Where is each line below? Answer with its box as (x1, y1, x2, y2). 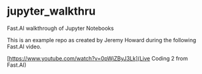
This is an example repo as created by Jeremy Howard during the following (7, 36, 196, 43)
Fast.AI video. (7, 43, 42, 50)
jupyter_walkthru (7, 4, 96, 18)
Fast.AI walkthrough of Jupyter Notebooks (7, 24, 114, 32)
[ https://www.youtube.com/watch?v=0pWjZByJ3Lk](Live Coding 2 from (7, 54, 189, 62)
